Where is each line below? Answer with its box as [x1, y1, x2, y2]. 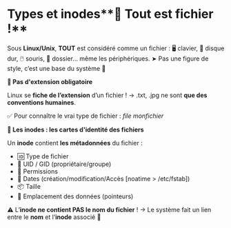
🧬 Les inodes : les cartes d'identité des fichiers [7, 125, 144, 134]
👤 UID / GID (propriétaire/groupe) [17, 160, 112, 168]
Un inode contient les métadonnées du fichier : [7, 138, 143, 147]
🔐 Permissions [17, 167, 59, 175]
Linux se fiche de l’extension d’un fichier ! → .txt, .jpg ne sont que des [7, 91, 208, 99]
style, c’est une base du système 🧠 [7, 64, 106, 72]
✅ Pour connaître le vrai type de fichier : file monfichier [7, 112, 164, 120]
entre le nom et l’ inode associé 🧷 [7, 213, 101, 221]
